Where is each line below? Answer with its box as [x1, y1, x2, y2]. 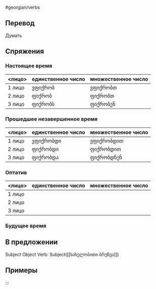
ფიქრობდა [32, 154, 59, 161]
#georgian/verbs [5, 5, 40, 10]
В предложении [5, 238, 58, 246]
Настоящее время [5, 62, 53, 69]
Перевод [5, 19, 35, 27]
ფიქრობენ [90, 100, 116, 107]
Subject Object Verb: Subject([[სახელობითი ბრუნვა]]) [5, 251, 119, 258]
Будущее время [5, 223, 46, 230]
